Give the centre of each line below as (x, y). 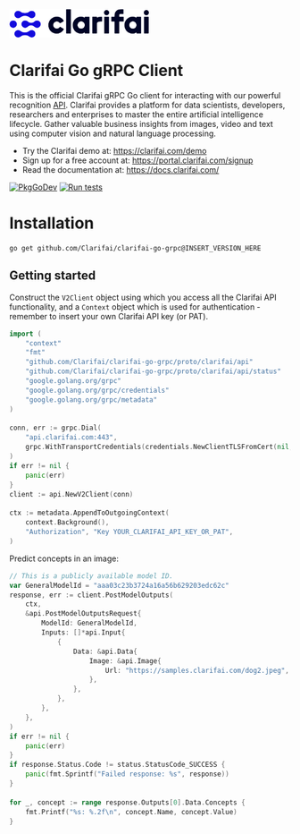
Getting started (53, 276)
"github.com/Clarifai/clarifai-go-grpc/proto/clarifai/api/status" (153, 371)
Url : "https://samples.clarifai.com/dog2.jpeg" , (197, 670)
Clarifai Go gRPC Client (96, 71)
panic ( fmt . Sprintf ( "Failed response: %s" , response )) (127, 774)
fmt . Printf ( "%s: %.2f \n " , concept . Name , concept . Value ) (132, 812)
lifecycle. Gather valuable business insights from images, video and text (142, 123)
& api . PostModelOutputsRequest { (83, 614)
